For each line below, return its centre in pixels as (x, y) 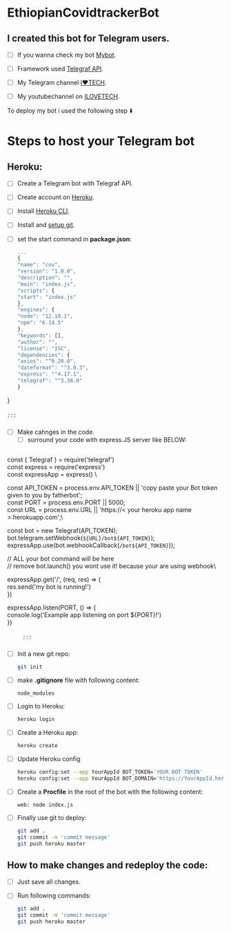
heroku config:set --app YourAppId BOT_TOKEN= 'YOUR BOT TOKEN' (110, 772)
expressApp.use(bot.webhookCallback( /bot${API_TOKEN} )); (91, 545)
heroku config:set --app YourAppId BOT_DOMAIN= (87, 778)
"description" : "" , (45, 278)
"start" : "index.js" (47, 297)
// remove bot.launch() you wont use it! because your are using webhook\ (111, 566)
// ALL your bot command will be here (61, 558)
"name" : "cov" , (39, 265)
